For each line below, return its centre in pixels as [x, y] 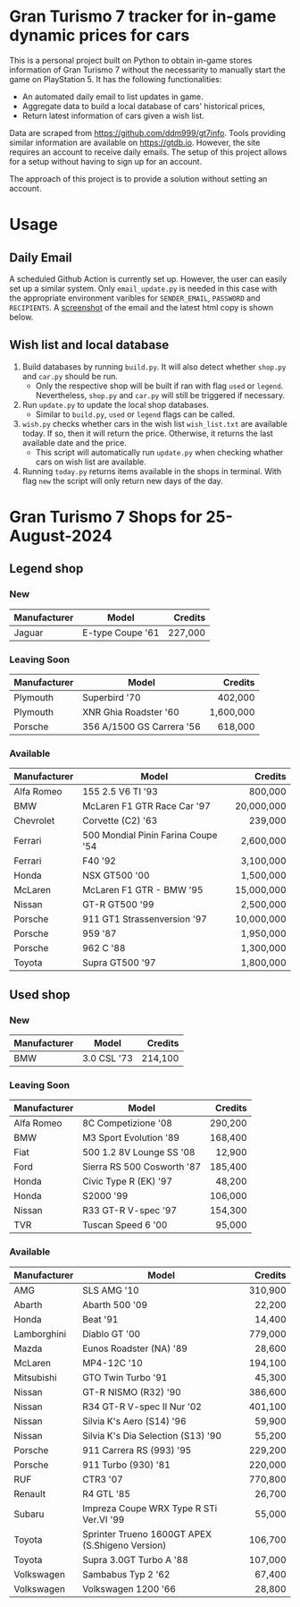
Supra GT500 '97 [119, 963]
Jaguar [29, 633]
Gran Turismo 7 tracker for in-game [143, 17]
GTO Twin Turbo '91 [125, 1377]
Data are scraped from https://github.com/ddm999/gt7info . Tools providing [147, 132]
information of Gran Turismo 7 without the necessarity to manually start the [147, 70]
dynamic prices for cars [100, 35]
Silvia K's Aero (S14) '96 [134, 1421]
